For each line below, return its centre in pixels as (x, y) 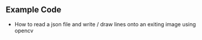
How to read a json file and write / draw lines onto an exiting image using (105, 24)
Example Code (34, 10)
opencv (24, 30)
